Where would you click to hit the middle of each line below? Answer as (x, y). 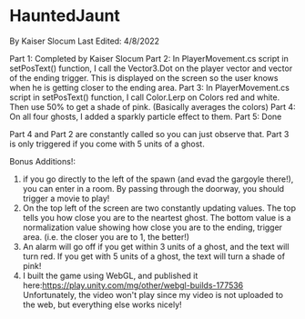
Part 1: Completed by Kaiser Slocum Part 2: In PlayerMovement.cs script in (149, 58)
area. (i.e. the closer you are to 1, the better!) (106, 236)
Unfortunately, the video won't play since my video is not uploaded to (153, 294)
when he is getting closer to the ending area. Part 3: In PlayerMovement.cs (149, 87)
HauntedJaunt (65, 16)
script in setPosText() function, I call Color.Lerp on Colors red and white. (145, 97)
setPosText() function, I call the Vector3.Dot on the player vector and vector (151, 68)
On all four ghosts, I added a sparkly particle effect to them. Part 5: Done (146, 116)
